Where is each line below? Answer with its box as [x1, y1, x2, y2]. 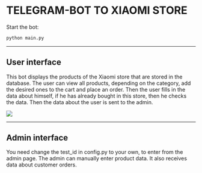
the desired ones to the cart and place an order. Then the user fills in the [6, 86, 186, 93]
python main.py [6, 35, 44, 41]
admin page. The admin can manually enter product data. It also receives [6, 155, 188, 162]
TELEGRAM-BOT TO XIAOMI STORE [6, 4, 188, 17]
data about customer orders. [6, 161, 77, 168]
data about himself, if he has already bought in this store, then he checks [6, 92, 187, 99]
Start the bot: [6, 23, 39, 31]
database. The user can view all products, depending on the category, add [6, 79, 191, 87]
